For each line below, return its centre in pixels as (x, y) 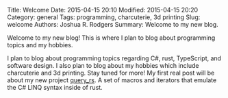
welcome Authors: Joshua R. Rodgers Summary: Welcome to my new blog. (113, 24)
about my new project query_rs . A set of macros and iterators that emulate (112, 80)
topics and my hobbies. (40, 45)
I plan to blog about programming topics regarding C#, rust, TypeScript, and (114, 58)
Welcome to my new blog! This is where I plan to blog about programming (111, 38)
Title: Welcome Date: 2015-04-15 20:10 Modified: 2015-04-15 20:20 (103, 10)
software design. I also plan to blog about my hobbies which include (103, 65)
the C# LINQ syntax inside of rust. (55, 87)
